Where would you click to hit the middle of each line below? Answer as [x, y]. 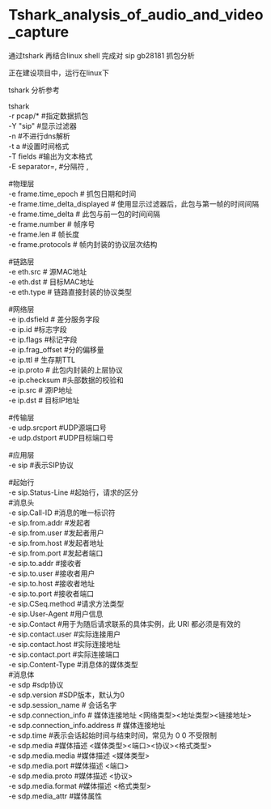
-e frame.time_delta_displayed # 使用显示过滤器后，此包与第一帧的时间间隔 [134, 203]
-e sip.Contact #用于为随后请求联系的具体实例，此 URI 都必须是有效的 [125, 624]
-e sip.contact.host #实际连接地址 [65, 644]
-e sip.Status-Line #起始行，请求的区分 [74, 492]
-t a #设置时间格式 [39, 146]
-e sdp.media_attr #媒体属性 [55, 796]
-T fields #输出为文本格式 [51, 156]
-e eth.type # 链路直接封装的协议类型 [70, 292]
